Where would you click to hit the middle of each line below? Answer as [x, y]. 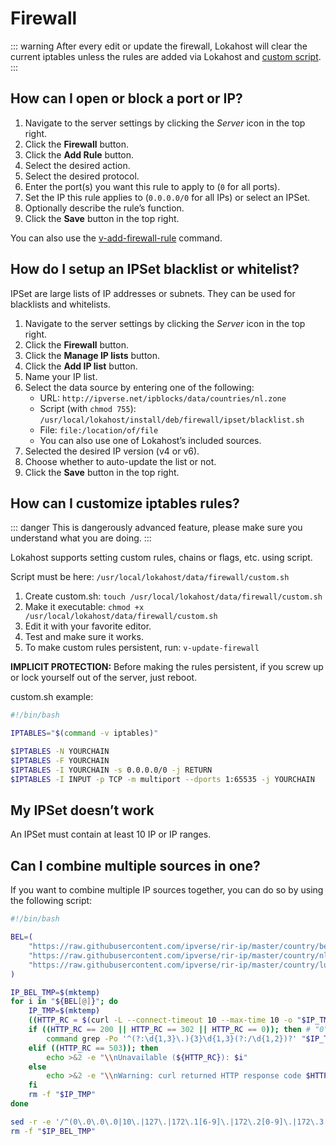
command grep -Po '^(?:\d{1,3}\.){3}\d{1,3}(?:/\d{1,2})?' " [176, 1038]
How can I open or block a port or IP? [126, 98]
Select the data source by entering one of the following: [139, 387]
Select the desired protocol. [82, 176]
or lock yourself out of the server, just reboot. [104, 678]
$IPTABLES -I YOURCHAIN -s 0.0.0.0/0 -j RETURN [111, 770]
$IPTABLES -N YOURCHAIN [60, 752]
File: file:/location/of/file [99, 429]
